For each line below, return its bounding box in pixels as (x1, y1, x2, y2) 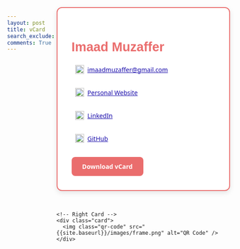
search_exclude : (7, 33, 55, 40)
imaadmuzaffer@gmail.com (87, 64, 168, 74)
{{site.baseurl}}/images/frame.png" (56, 230, 164, 237)
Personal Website (87, 88, 138, 97)
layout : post (7, 19, 45, 26)
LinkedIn (87, 110, 113, 120)
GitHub (87, 134, 109, 143)
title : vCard (7, 25, 45, 33)
